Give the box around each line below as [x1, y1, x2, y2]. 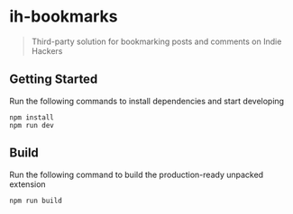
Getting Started [9, 72, 98, 87]
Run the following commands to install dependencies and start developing [9, 95, 285, 106]
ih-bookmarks [9, 6, 118, 27]
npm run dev [9, 120, 54, 129]
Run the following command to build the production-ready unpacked [9, 169, 264, 180]
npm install [9, 112, 54, 122]
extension [9, 178, 47, 190]
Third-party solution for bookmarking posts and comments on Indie [31, 36, 282, 47]
